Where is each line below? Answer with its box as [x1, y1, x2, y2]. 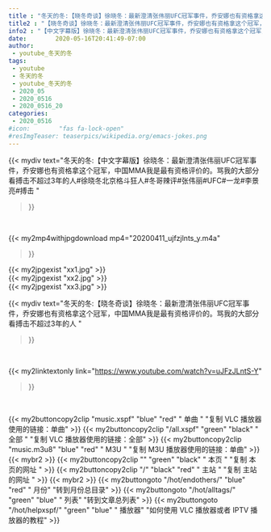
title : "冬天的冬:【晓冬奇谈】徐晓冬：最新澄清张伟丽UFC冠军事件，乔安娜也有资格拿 [8, 11, 260, 20]
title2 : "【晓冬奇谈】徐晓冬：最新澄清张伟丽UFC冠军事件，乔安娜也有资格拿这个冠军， [8, 19, 266, 27]
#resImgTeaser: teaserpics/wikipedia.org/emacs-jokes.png [8, 132, 207, 140]
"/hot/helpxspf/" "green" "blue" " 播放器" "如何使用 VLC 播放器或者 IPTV [8, 505, 249, 514]
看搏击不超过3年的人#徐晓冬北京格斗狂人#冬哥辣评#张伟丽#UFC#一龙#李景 [8, 175, 260, 185]
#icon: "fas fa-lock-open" [8, 125, 125, 133]
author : [8, 42, 35, 50]
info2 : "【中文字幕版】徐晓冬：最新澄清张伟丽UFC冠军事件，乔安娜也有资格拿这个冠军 [8, 27, 262, 35]
